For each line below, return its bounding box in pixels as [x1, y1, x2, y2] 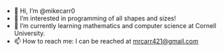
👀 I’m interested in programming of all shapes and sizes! [13, 14, 177, 22]
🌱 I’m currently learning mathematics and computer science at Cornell [13, 22, 217, 30]
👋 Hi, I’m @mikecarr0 [13, 7, 76, 15]
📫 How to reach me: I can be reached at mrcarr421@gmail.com [13, 37, 198, 45]
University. [13, 29, 46, 37]
